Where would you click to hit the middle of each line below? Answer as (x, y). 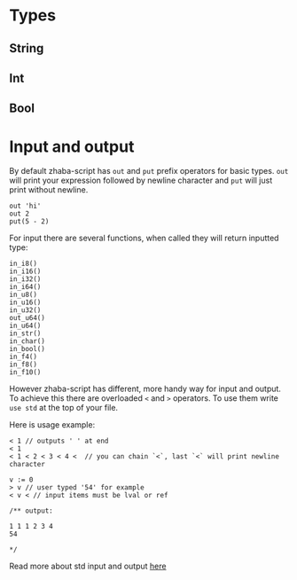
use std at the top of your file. (63, 408)
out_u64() (27, 318)
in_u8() (23, 295)
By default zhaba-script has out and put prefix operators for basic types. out (149, 171)
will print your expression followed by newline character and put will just (141, 180)
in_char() (27, 341)
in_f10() (25, 372)
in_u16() (25, 302)
